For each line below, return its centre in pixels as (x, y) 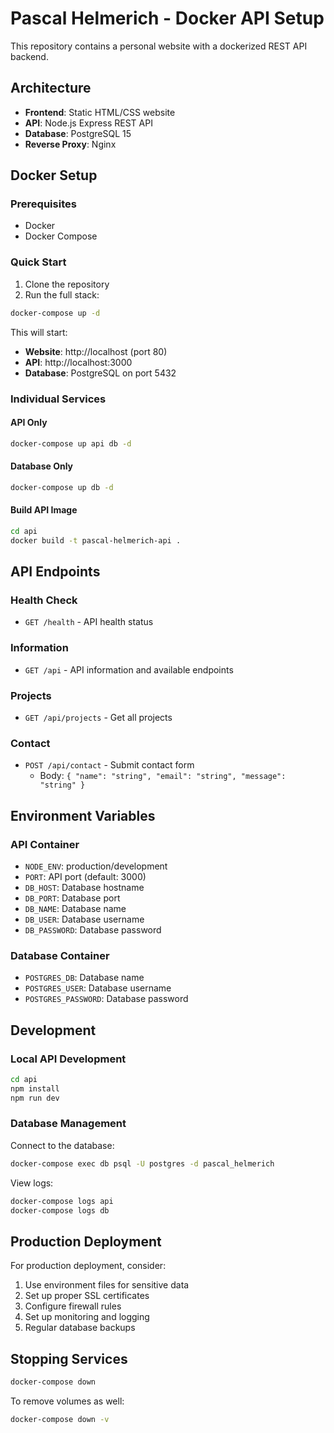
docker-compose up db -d (62, 487)
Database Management (68, 1124)
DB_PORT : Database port (72, 898)
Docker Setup (54, 175)
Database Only (42, 466)
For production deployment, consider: (88, 1266)
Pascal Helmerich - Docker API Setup (167, 18)
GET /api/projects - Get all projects (98, 717)
